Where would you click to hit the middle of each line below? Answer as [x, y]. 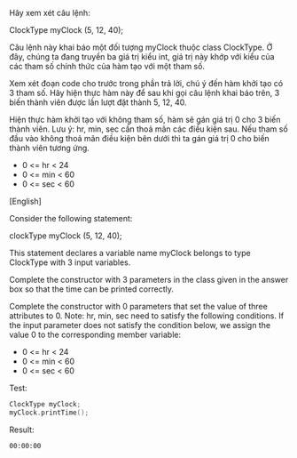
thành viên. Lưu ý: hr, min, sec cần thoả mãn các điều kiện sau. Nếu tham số [148, 129]
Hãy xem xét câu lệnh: [50, 13]
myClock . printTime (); [49, 413]
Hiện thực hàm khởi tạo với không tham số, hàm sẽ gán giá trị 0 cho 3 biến [145, 120]
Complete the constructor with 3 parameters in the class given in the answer [149, 280]
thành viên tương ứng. [50, 148]
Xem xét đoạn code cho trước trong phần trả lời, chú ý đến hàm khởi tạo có [146, 83]
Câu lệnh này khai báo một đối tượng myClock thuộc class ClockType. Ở [141, 47]
